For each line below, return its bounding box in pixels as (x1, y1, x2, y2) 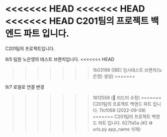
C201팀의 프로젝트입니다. (5, 45, 55, 51)
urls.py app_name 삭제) (93, 126, 141, 132)
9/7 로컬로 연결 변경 (5, 84, 44, 90)
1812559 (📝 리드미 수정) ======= (93, 94, 162, 101)
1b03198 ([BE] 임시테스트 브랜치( (93, 66, 158, 73)
